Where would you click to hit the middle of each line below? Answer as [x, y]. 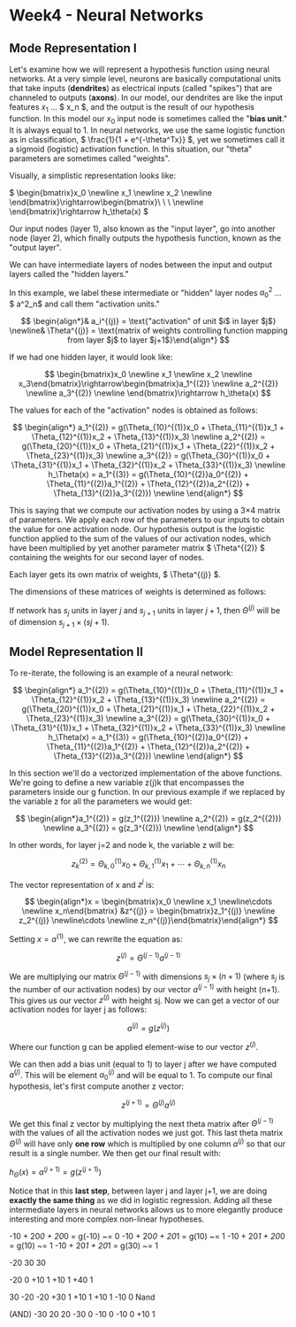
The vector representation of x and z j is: [82, 883]
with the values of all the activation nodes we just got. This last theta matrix [146, 1133]
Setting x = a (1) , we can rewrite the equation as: [96, 938]
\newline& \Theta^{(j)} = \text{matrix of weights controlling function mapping [148, 331]
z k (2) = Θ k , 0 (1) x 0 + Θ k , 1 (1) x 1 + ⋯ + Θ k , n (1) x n [148, 864]
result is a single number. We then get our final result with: [115, 1153]
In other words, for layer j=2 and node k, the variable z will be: [122, 845]
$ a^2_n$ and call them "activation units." [85, 304]
